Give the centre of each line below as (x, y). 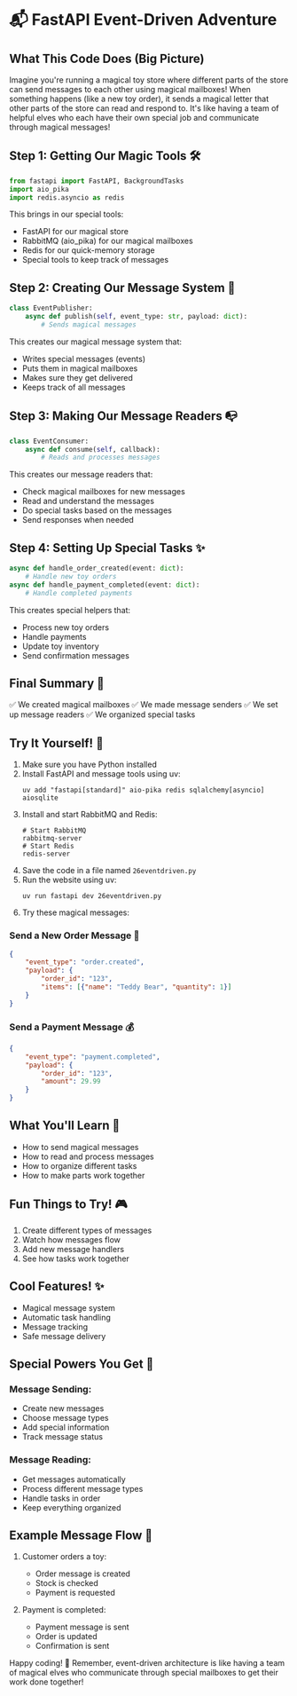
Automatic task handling (66, 1317)
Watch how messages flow (71, 1239)
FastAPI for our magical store (75, 232)
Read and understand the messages (88, 501)
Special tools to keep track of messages (95, 260)
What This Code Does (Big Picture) (107, 58)
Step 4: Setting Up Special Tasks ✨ (107, 548)
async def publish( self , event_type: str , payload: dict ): (137, 317)
